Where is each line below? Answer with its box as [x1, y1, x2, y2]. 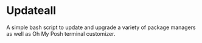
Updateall [6, 4, 57, 18]
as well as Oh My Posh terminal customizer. [6, 30, 116, 37]
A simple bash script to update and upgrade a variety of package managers [6, 24, 196, 31]
